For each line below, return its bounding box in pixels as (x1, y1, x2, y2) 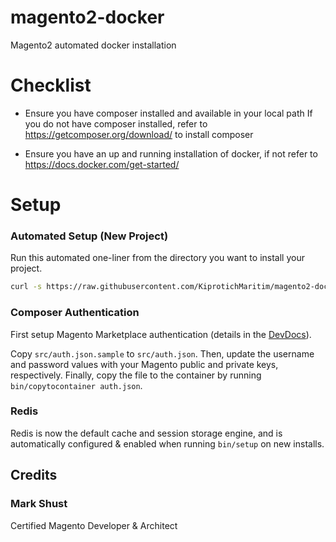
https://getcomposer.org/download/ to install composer (24, 128, 254, 140)
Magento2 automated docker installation (10, 39, 177, 51)
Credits (10, 467, 58, 484)
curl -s (10, 282, 43, 292)
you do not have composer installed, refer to (24, 117, 208, 130)
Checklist (10, 74, 92, 97)
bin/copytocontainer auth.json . (10, 379, 143, 391)
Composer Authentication (10, 306, 140, 320)
